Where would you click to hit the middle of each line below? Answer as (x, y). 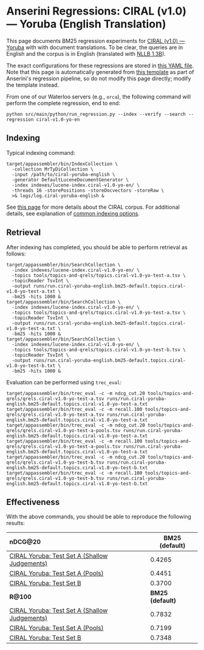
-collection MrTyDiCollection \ (53, 169)
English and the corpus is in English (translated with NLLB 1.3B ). (86, 53)
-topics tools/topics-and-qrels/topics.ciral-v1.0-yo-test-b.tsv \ (99, 350)
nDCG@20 (25, 542)
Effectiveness (33, 502)
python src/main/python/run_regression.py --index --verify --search (96, 114)
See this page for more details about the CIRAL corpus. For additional (93, 207)
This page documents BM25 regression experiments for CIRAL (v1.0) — (96, 41)
